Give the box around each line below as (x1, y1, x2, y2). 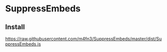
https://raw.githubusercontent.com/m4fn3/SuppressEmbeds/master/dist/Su (5, 36, 162, 42)
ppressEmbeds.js (5, 41, 41, 47)
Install (5, 23, 25, 31)
